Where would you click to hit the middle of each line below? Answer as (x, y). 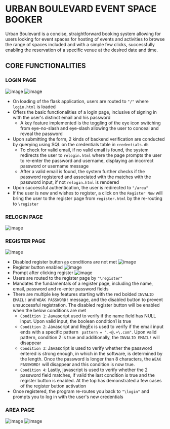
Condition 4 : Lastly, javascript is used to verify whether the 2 (84, 370)
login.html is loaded (34, 107)
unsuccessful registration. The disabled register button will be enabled (86, 305)
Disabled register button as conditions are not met (65, 262)
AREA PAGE (20, 410)
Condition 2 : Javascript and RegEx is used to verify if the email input (92, 327)
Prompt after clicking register (43, 273)
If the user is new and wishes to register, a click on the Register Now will (88, 193)
